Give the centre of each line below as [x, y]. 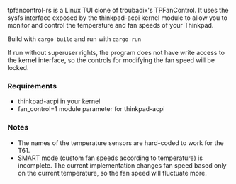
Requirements [32, 86]
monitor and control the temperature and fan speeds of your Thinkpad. [111, 25]
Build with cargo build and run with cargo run [74, 39]
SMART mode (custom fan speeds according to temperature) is [110, 158]
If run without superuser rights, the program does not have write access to [116, 53]
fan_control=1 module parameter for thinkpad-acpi [91, 109]
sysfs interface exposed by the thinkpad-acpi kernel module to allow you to [118, 18]
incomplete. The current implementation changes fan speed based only [122, 165]
